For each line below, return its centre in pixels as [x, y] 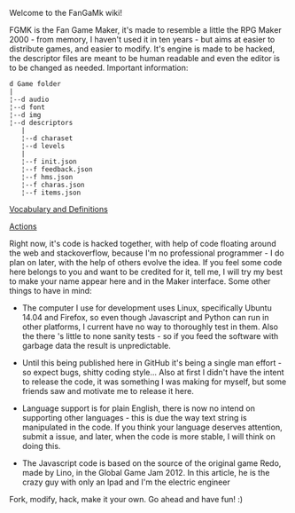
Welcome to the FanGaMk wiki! [66, 13]
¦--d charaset [47, 138]
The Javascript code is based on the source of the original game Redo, [151, 463]
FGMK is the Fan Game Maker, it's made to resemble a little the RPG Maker [145, 30]
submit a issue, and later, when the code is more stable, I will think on [149, 437]
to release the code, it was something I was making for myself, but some [154, 382]
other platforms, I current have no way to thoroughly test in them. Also [150, 327]
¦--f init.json [49, 162]
